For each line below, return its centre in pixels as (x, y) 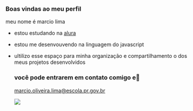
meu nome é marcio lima (35, 22)
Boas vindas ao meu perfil (44, 9)
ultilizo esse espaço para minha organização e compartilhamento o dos (101, 56)
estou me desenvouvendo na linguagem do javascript (79, 45)
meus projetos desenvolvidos (50, 62)
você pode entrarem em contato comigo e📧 (77, 77)
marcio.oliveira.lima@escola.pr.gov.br (59, 90)
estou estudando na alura (45, 33)
